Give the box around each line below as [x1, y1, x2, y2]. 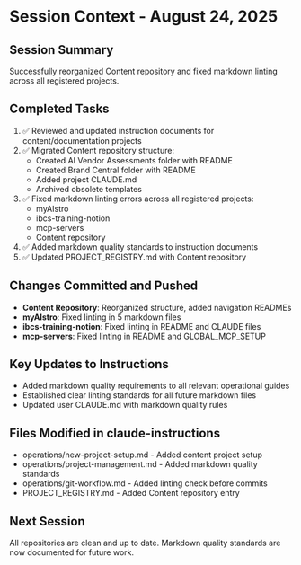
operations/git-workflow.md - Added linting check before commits [22, 478, 268, 489]
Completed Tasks [9, 102, 110, 117]
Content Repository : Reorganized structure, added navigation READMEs [22, 302, 292, 313]
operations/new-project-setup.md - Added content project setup [22, 449, 263, 460]
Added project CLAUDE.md [35, 173, 137, 185]
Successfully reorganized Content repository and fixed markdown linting [9, 66, 279, 76]
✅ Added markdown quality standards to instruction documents [22, 241, 259, 252]
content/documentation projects [22, 135, 142, 146]
